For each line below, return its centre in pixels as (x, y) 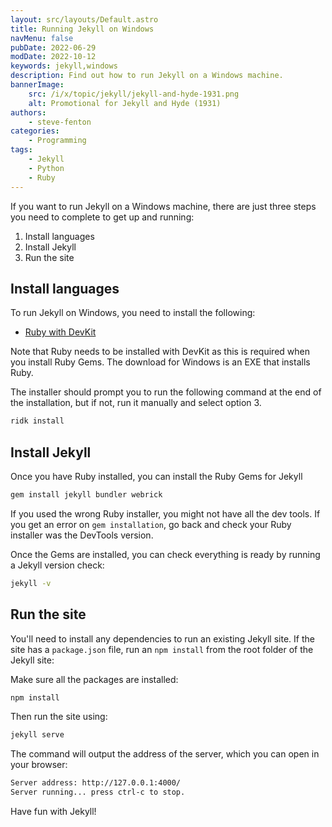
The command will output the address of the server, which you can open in (165, 754)
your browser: (39, 765)
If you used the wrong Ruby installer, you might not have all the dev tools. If (165, 513)
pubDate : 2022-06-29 (53, 47)
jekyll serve (37, 735)
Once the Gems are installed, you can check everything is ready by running (165, 554)
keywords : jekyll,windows (64, 66)
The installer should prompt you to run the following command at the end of (166, 392)
